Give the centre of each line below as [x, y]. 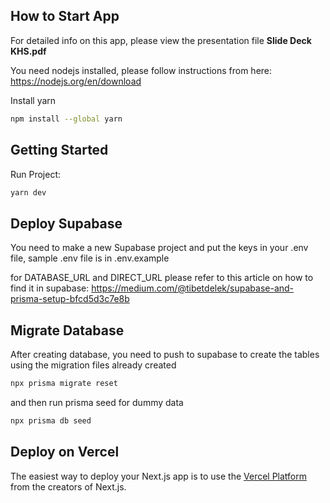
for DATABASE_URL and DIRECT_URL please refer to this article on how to [162, 278]
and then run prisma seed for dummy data [97, 402]
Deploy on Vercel [65, 452]
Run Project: [36, 174]
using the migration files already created [93, 365]
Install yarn [33, 100]
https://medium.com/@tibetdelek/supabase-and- [193, 288]
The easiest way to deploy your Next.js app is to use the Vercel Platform [159, 476]
